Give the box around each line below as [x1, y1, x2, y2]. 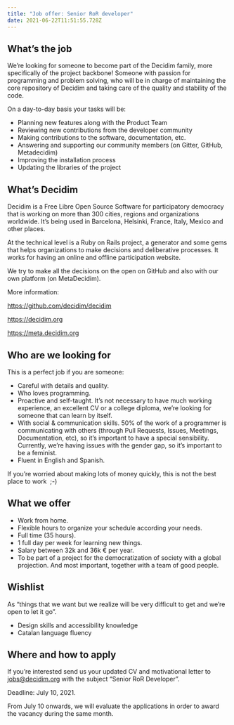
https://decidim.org [7, 315, 63, 324]
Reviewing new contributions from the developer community [17, 126, 193, 134]
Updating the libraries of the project [17, 163, 122, 172]
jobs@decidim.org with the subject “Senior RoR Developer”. [7, 675, 180, 684]
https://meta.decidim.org [7, 329, 79, 337]
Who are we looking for [7, 349, 111, 361]
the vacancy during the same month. [7, 710, 114, 718]
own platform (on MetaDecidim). [7, 275, 101, 283]
